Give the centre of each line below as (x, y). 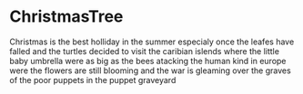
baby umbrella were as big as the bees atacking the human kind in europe (148, 61)
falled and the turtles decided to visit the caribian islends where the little (145, 51)
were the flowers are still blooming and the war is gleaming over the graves (150, 70)
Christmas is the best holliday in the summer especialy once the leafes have (152, 42)
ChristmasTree (66, 17)
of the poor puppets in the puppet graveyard (93, 80)
